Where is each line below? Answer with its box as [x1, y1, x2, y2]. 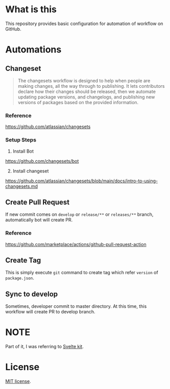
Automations [5, 44, 62, 56]
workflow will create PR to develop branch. [5, 309, 95, 315]
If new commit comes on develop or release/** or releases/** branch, [5, 211, 154, 217]
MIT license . [5, 378, 32, 384]
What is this [5, 4, 57, 15]
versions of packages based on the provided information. [17, 99, 139, 105]
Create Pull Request [5, 198, 70, 206]
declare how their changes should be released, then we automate [17, 88, 156, 94]
